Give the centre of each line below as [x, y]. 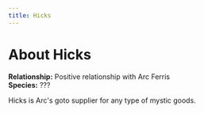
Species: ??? [29, 85]
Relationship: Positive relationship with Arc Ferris [89, 77]
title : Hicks [30, 15]
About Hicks [50, 54]
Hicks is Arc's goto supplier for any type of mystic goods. [102, 100]
